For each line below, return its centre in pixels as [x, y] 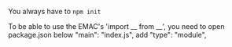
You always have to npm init [55, 11]
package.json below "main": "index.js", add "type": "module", [107, 35]
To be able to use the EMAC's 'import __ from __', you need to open [116, 26]
